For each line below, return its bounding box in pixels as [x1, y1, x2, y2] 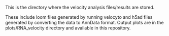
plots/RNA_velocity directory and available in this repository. [5, 25, 131, 31]
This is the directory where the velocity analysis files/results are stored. [5, 5, 155, 10]
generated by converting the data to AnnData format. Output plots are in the [5, 20, 164, 25]
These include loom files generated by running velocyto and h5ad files [5, 14, 153, 20]
